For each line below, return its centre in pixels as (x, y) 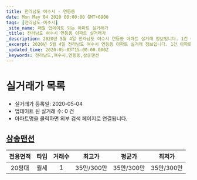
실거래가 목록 (36, 86)
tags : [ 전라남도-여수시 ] (32, 22)
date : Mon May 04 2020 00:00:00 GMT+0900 (57, 17)
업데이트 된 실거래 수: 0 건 (44, 111)
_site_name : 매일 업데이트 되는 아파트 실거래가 (57, 28)
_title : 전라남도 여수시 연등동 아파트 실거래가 (56, 34)
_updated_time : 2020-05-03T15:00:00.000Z (57, 50)
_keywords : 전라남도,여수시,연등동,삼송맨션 (53, 55)
